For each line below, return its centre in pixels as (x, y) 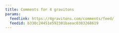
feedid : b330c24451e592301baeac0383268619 (54, 23)
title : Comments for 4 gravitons (40, 9)
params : (13, 14)
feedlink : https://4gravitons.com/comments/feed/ (62, 18)
